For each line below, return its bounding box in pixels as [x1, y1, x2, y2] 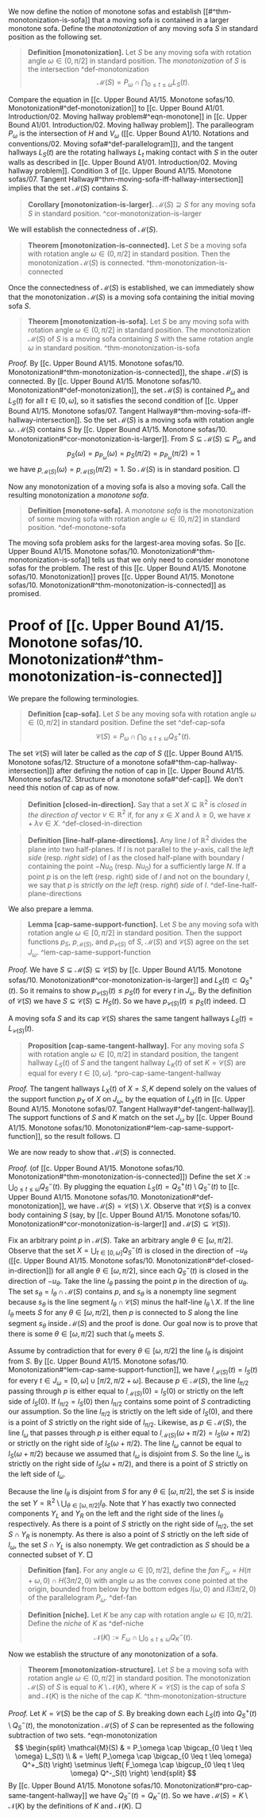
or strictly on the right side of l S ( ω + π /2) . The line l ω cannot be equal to [8, 1438, 242, 1449]
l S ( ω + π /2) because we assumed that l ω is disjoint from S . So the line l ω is [8, 1449, 250, 1460]
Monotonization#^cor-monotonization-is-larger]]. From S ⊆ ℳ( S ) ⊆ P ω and [8, 434, 256, 445]
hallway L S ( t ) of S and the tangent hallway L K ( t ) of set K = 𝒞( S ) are [27, 1058, 246, 1069]
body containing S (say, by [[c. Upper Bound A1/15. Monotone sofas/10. [8, 1210, 241, 1219]
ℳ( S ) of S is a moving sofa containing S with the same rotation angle [27, 334, 254, 344]
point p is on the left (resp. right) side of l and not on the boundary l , [27, 872, 250, 881]
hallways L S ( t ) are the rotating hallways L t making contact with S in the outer [8, 147, 258, 158]
